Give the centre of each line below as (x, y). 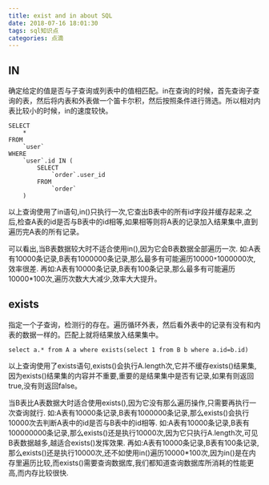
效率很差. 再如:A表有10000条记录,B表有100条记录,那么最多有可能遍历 (122, 269)
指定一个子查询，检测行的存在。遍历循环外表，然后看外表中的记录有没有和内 (134, 324)
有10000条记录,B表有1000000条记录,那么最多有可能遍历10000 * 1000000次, (132, 259)
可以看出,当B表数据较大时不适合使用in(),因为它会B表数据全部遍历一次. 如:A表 (134, 249)
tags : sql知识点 (34, 30)
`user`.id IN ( (48, 161)
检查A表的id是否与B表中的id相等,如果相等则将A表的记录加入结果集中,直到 (138, 222)
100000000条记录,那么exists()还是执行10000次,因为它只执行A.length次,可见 (133, 432)
